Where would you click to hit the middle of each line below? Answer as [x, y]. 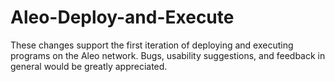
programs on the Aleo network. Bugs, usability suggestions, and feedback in [168, 55]
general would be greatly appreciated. [89, 66]
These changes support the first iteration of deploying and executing [152, 45]
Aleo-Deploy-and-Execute [122, 17]
